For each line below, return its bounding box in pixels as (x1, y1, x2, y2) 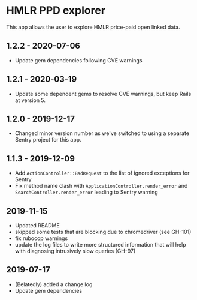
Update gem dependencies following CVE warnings (14, 56, 143, 64)
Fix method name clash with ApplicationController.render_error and (14, 182, 188, 190)
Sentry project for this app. (14, 136, 82, 143)
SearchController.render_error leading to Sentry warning (14, 188, 159, 196)
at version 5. (14, 97, 46, 104)
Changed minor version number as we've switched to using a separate (14, 130, 190, 137)
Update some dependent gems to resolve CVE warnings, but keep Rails (14, 90, 192, 97)
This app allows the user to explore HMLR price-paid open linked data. (6, 23, 181, 31)
